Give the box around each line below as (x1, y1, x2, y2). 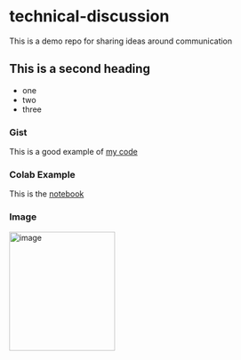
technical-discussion (9, 6, 170, 27)
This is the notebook (9, 188, 84, 199)
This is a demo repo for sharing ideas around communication (9, 36, 233, 46)
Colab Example (9, 168, 76, 180)
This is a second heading (9, 61, 151, 76)
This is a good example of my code (9, 147, 138, 157)
